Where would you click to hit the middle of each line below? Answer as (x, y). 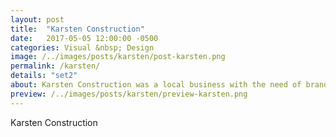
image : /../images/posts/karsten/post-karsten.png (118, 57)
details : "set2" (44, 76)
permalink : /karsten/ (55, 66)
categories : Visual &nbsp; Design (82, 47)
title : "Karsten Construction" (77, 29)
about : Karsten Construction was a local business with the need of (156, 85)
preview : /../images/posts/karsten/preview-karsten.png (129, 94)
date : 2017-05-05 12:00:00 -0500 (84, 38)
